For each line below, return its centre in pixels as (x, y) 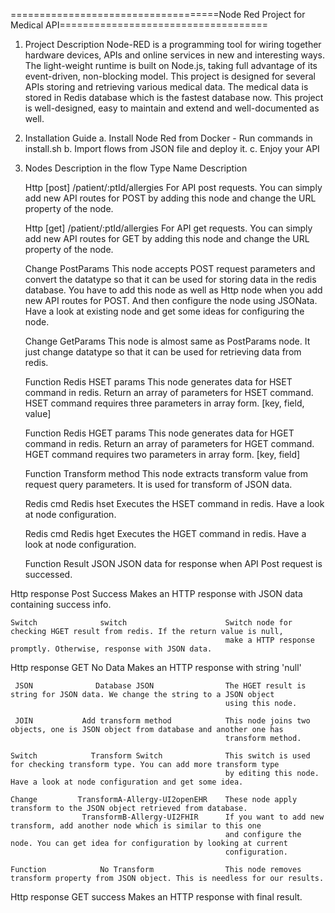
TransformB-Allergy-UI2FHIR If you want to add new (203, 817)
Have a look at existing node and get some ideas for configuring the (164, 311)
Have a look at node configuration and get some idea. (127, 782)
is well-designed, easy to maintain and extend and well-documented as (172, 108)
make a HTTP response (269, 640)
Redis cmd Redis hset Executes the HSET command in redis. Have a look (174, 503)
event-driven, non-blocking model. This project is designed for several (170, 76)
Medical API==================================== (139, 25)
